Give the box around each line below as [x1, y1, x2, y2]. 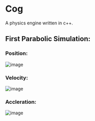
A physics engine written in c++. [5, 20, 73, 26]
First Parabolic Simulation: [5, 35, 90, 43]
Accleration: [5, 98, 37, 105]
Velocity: [5, 74, 28, 81]
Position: [5, 50, 28, 57]
